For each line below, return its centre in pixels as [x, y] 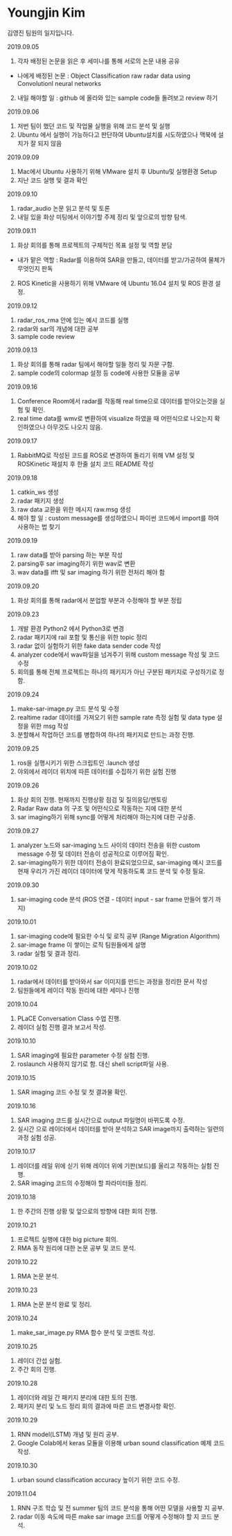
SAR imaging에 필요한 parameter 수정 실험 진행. [83, 1055]
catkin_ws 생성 [38, 492]
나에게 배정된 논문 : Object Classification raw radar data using [104, 76]
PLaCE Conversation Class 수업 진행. [69, 1018]
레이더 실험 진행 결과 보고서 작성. [61, 1027]
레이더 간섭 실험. [39, 1361]
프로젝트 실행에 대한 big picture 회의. [68, 1239]
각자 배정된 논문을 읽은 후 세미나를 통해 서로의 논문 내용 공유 [98, 61]
